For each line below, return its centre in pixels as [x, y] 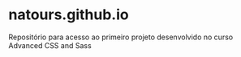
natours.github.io [69, 15]
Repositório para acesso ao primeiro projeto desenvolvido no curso [121, 37]
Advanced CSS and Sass [50, 45]
